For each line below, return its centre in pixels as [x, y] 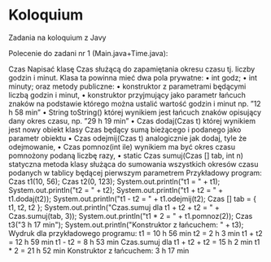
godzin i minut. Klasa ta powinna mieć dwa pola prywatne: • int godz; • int [133, 77]
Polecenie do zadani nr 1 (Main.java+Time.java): [88, 53]
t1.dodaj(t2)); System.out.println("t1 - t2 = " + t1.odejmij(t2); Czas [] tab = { [132, 199]
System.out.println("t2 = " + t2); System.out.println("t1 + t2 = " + [116, 190]
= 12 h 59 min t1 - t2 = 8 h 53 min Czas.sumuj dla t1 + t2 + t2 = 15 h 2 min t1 [134, 242]
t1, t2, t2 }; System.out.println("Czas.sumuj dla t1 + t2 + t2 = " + [114, 207]
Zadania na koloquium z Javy [57, 37]
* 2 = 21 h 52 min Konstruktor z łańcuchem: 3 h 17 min [99, 251]
